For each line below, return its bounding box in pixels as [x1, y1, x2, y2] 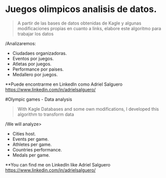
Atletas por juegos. [12, 61, 51, 67]
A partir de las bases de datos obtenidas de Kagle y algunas [17, 20, 141, 26]
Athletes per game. [12, 141, 52, 147]
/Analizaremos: [5, 40, 36, 46]
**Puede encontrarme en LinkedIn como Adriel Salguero [5, 81, 122, 87]
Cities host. [12, 130, 36, 136]
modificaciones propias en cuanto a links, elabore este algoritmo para [17, 25, 161, 31]
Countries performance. [12, 146, 62, 152]
